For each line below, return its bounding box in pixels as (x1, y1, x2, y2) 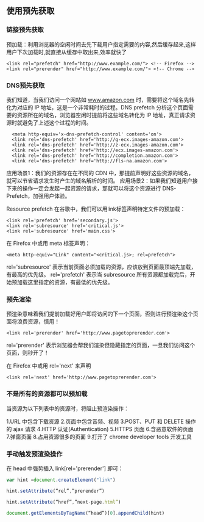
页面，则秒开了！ (6, 349, 49, 357)
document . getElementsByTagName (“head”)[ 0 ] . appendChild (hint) (6, 510, 165, 516)
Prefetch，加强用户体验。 (6, 192, 71, 200)
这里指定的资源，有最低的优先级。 (27, 278, 113, 286)
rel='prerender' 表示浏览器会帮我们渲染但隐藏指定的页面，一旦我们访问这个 (6, 341, 195, 349)
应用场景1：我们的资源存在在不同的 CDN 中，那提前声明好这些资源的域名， (6, 169, 194, 176)
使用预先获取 (6, 5, 55, 16)
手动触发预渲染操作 (6, 449, 63, 458)
